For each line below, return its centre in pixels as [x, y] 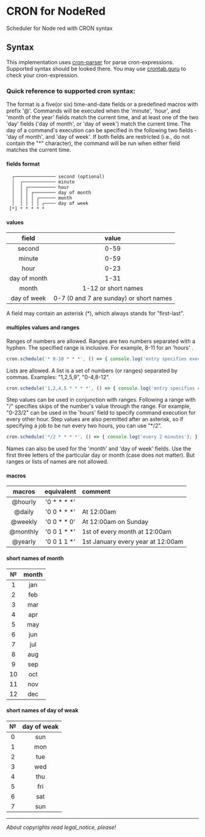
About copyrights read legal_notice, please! [61, 827]
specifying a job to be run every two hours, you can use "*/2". [84, 426]
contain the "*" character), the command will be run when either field [93, 143]
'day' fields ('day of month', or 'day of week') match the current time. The [99, 124]
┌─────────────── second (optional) [58, 177]
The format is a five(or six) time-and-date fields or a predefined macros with [102, 105]
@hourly [24, 502]
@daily [24, 512]
